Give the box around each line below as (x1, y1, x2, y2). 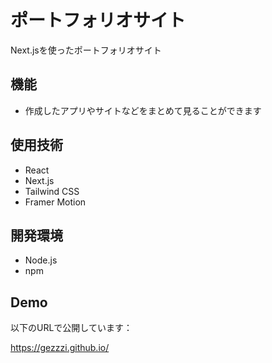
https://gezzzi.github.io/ (10, 342, 110, 354)
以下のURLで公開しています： (10, 322, 133, 334)
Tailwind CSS (24, 185, 80, 197)
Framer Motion (24, 196, 87, 208)
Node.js (24, 254, 58, 266)
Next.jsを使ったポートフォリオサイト (10, 44, 162, 56)
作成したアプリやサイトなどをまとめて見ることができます (24, 104, 262, 116)
